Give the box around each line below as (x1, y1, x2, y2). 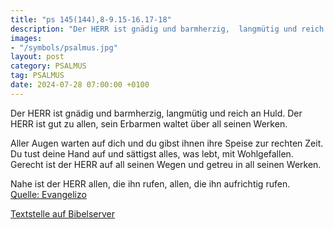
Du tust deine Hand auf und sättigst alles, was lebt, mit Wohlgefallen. (10, 147, 294, 160)
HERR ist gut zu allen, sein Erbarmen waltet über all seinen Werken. (10, 117, 288, 130)
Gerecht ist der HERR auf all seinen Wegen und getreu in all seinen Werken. (10, 158, 322, 170)
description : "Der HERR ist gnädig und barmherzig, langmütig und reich (10, 24, 325, 34)
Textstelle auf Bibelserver (10, 207, 116, 220)
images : (10, 33, 43, 43)
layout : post (10, 52, 65, 62)
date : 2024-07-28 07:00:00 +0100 (10, 80, 150, 90)
